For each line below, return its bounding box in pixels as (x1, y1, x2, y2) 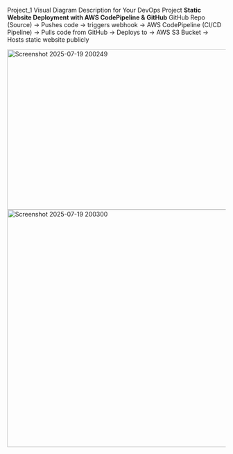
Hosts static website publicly (7, 36, 89, 44)
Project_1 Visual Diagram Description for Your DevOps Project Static (7, 6, 202, 14)
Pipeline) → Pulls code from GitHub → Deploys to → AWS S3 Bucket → (7, 28, 209, 36)
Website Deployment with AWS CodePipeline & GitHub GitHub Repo (7, 13, 206, 22)
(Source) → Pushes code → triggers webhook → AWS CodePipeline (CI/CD (7, 21, 222, 29)
